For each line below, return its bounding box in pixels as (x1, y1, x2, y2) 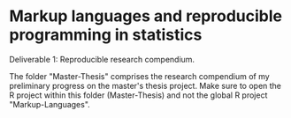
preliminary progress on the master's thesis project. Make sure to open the (9, 80, 281, 91)
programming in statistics (9, 25, 203, 45)
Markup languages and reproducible (9, 6, 283, 26)
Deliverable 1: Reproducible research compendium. (9, 54, 195, 64)
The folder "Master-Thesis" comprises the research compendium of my (9, 70, 270, 81)
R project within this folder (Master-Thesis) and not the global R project (9, 90, 268, 100)
